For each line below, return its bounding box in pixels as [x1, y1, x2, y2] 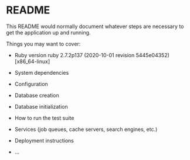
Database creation [14, 92, 60, 99]
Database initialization [14, 103, 69, 110]
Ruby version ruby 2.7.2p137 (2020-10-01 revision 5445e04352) [14, 51, 170, 58]
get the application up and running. [6, 29, 91, 36]
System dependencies [14, 69, 69, 76]
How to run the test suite [14, 114, 74, 121]
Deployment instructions [14, 137, 74, 144]
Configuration [14, 80, 48, 88]
